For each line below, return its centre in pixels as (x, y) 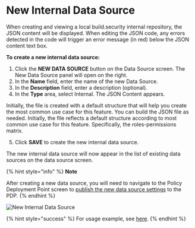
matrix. (15, 131)
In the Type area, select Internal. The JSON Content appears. (90, 94)
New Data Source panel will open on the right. (71, 75)
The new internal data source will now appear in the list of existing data (93, 153)
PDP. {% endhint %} (31, 195)
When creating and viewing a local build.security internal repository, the (94, 27)
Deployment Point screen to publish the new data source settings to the (94, 189)
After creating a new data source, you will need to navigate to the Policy (94, 183)
